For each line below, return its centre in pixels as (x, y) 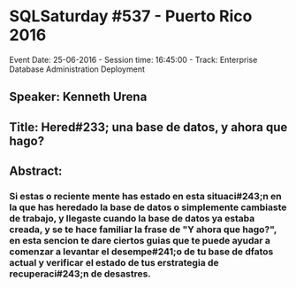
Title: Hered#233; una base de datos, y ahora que (148, 127)
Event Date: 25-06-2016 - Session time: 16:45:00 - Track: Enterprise (133, 59)
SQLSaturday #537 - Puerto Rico (131, 16)
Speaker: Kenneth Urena (78, 97)
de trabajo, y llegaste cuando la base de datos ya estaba (132, 219)
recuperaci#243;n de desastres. (80, 274)
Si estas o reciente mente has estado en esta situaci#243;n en (145, 197)
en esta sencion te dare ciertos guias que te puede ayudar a (140, 241)
